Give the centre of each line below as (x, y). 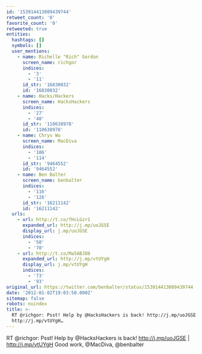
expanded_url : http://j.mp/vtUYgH (66, 259)
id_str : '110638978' (48, 124)
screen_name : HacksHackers (56, 101)
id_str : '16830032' (47, 85)
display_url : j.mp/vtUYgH (55, 265)
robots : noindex (27, 304)
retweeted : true (27, 29)
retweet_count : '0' (31, 18)
